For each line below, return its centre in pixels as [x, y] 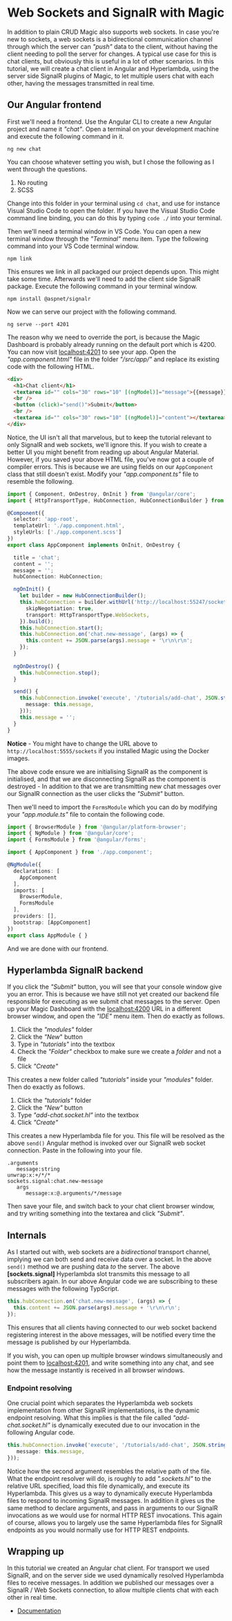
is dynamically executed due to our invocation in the [126, 1425]
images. [18, 758]
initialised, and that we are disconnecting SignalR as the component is [107, 779]
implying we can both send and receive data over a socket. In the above [109, 1260]
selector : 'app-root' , [46, 520]
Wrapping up [36, 1552]
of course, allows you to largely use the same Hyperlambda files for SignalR [115, 1522]
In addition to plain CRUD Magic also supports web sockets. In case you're [113, 32]
